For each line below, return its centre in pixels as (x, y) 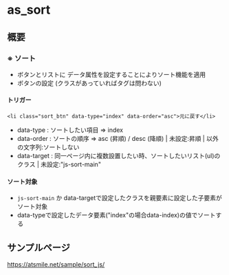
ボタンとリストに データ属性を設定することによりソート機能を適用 (111, 74)
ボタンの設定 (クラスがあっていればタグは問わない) (89, 83)
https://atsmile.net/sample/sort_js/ (56, 265)
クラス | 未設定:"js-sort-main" (59, 164)
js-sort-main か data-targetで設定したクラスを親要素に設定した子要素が (119, 198)
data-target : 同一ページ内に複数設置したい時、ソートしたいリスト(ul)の (119, 156)
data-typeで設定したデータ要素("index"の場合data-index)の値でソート (116, 215)
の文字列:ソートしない (48, 147)
